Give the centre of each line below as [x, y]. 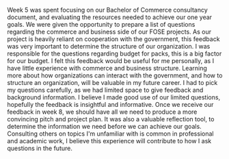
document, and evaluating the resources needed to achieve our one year [110, 17]
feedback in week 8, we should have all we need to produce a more [102, 112]
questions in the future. [40, 148]
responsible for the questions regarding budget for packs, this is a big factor [114, 53]
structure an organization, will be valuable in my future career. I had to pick [112, 83]
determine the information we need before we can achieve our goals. [104, 126]
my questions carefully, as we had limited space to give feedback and [105, 90]
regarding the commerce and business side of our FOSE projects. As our [109, 32]
